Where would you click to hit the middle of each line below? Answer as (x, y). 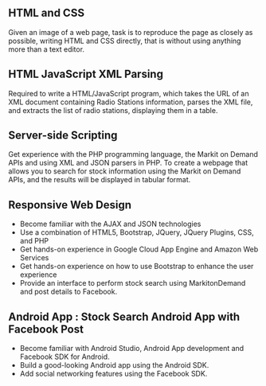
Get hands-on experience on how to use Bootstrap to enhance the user (137, 267)
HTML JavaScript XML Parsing (86, 74)
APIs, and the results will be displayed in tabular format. (100, 180)
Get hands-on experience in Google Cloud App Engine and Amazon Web (139, 249)
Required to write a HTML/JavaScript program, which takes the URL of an (129, 93)
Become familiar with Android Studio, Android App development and (132, 349)
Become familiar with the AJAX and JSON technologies (110, 224)
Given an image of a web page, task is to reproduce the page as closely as (131, 32)
